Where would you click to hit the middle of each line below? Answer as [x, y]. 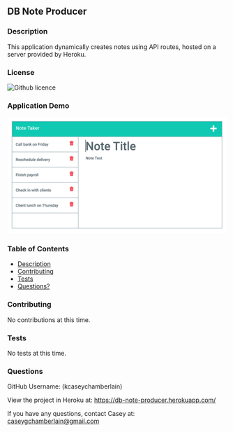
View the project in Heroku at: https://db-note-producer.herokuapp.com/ [112, 400]
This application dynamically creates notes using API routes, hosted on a [112, 47]
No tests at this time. [37, 353]
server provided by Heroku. [47, 54]
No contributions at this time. [49, 320]
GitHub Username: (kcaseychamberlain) [65, 386]
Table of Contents [38, 249]
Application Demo [38, 106]
